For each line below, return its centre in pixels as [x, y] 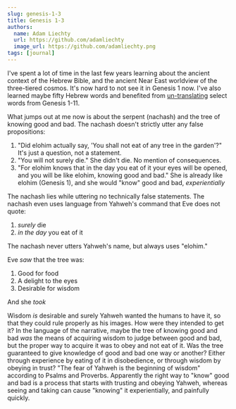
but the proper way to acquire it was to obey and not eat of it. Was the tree [116, 345]
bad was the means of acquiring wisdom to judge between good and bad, [114, 338]
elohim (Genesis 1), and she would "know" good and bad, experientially [121, 182]
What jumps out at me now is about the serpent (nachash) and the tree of [114, 116]
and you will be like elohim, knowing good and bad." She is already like [120, 175]
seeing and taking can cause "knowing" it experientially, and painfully [108, 390]
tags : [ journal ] [31, 54]
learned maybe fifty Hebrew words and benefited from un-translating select [117, 95]
